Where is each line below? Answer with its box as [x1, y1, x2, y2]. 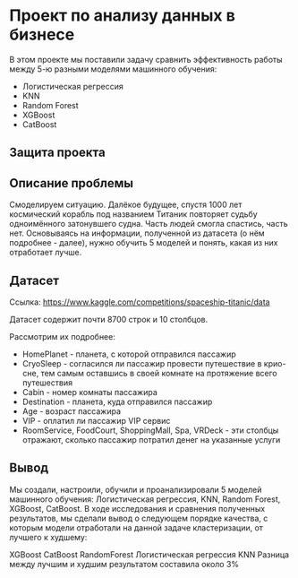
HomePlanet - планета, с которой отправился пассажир [21, 349, 237, 359]
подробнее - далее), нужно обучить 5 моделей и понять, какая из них [9, 237, 279, 248]
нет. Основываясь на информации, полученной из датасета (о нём [9, 228, 266, 238]
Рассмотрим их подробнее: [9, 331, 116, 341]
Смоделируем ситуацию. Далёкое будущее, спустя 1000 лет [9, 199, 243, 211]
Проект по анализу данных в [9, 5, 235, 26]
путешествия [21, 377, 73, 388]
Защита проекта [9, 145, 106, 160]
